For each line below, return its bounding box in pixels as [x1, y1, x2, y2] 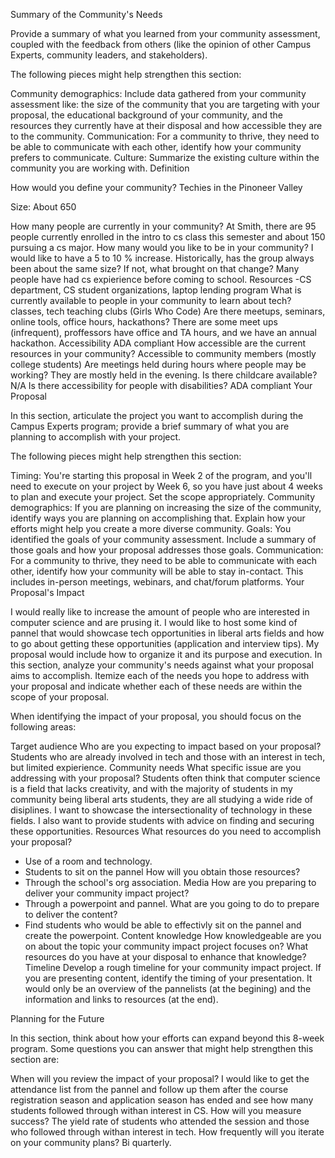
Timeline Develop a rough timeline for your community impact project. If [24, 962, 322, 973]
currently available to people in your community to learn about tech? [10, 295, 292, 306]
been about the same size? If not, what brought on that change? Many [10, 263, 300, 274]
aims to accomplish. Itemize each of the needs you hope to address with [10, 670, 310, 681]
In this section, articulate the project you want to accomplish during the [10, 410, 304, 421]
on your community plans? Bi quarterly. [10, 1137, 172, 1148]
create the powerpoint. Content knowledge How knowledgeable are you [24, 930, 322, 941]
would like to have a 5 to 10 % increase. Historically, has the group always [10, 252, 315, 264]
